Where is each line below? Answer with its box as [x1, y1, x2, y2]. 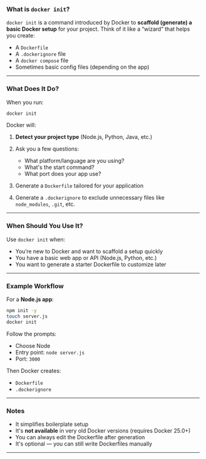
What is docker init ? [6, 5, 71, 14]
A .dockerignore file [15, 50, 66, 58]
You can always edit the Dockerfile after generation [15, 433, 145, 441]
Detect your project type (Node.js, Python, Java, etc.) [15, 133, 153, 141]
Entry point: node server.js [15, 348, 85, 356]
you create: [6, 32, 36, 39]
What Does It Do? [6, 85, 59, 93]
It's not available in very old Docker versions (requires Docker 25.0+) [15, 426, 191, 434]
